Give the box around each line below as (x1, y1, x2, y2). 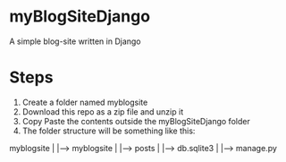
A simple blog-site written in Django (9, 36, 141, 47)
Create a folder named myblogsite (21, 97, 148, 107)
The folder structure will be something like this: (21, 125, 196, 136)
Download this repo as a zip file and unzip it (21, 106, 184, 117)
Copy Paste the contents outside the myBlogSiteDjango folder (21, 115, 250, 126)
